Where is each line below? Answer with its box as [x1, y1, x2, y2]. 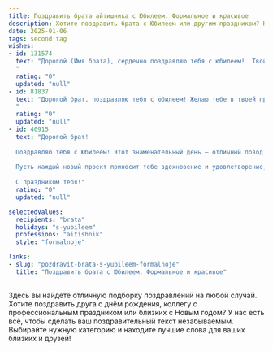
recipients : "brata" [15, 215, 85, 223]
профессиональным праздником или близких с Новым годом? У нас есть [8, 307, 265, 317]
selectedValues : [8, 208, 63, 216]
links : [8, 253, 31, 261]
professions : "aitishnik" [15, 231, 104, 239]
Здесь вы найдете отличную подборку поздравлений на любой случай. [8, 290, 258, 300]
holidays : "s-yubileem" [15, 223, 96, 232]
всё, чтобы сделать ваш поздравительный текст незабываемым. [8, 316, 234, 326]
